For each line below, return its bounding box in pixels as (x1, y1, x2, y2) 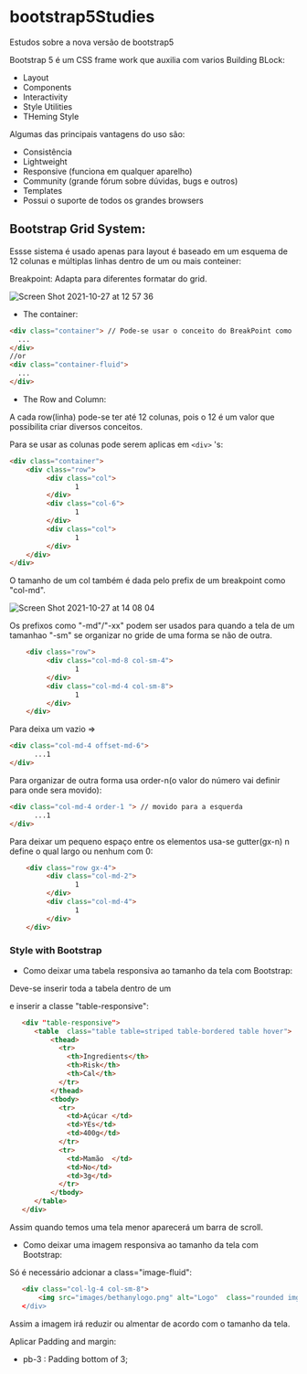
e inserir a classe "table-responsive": (9, 1000, 149, 1011)
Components (22, 81, 72, 92)
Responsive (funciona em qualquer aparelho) (22, 165, 193, 176)
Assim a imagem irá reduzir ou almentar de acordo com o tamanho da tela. (9, 1318, 291, 1329)
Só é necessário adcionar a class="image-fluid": (9, 1266, 193, 1277)
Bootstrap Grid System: (9, 221, 146, 237)
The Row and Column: (22, 393, 107, 404)
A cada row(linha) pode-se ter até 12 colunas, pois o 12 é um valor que (9, 411, 275, 422)
